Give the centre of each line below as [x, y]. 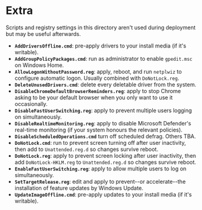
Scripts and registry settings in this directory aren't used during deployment [101, 27]
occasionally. [31, 103]
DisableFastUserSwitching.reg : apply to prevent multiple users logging [103, 110]
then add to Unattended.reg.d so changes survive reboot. [86, 149]
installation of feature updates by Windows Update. [79, 188]
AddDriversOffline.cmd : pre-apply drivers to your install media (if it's [100, 46]
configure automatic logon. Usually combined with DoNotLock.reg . [97, 78]
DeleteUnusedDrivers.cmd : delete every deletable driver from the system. [105, 84]
